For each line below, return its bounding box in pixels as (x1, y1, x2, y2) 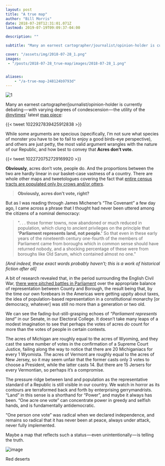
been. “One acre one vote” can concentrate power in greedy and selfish (5, 397, 151, 403)
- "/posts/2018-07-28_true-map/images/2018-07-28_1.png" (7, 61, 126, 66)
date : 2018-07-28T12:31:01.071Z (5, 21, 71, 26)
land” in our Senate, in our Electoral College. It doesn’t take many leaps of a (5, 316, 159, 322)
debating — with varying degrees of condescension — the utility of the (5, 107, 145, 113)
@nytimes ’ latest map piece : (5, 112, 63, 118)
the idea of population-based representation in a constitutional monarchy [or (5, 296, 160, 302)
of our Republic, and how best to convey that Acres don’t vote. (5, 146, 134, 152)
